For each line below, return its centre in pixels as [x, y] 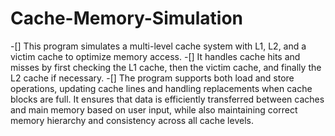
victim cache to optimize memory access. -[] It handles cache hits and [155, 56]
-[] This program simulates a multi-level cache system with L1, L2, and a [158, 46]
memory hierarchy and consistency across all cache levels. [132, 120]
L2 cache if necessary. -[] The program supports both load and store [152, 78]
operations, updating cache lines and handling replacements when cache [161, 88]
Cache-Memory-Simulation [127, 18]
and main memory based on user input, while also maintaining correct [154, 109]
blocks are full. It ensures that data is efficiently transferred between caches [167, 99]
